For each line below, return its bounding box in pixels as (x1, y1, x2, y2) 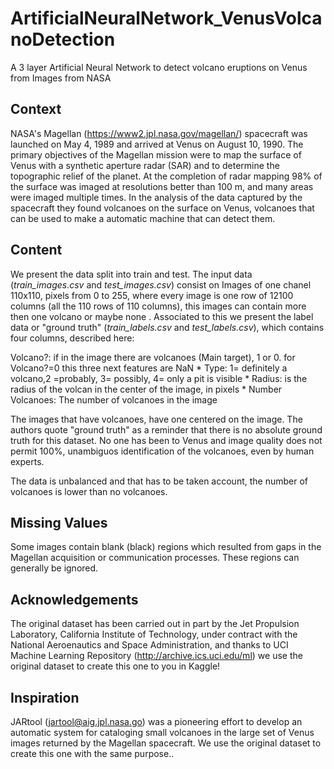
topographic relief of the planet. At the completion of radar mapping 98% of (10, 170, 323, 182)
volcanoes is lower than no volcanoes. (10, 485, 168, 497)
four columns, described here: (10, 332, 135, 344)
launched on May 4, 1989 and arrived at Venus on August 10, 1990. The (10, 138, 304, 150)
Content (10, 242, 63, 259)
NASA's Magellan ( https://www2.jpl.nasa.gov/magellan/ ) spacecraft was (10, 127, 308, 139)
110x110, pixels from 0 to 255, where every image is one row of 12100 (10, 289, 294, 301)
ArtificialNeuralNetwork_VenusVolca (10, 7, 323, 30)
